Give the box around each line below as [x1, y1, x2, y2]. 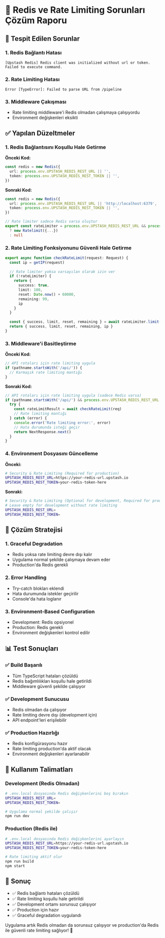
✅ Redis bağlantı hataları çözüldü [12, 890, 80, 896]
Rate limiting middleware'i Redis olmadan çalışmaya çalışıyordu [12, 110, 140, 115]
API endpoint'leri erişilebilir [12, 717, 67, 723]
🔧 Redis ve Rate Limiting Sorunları [5, 4, 145, 16]
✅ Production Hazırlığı [5, 729, 59, 736]
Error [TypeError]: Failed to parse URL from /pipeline [5, 87, 122, 92]
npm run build [5, 859, 34, 864]
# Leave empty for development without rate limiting [5, 503, 118, 508]
